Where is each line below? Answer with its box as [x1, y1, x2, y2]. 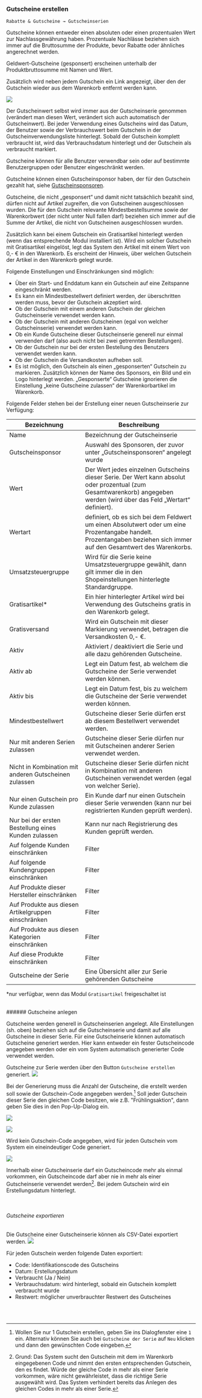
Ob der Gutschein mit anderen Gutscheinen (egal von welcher [14, 318, 168, 325]
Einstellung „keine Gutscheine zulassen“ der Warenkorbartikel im [14, 382, 176, 390]
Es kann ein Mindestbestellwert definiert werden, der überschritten [14, 293, 181, 300]
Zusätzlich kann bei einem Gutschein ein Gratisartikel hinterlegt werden [6, 231, 183, 238]
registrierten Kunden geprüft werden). [85, 806, 192, 815]
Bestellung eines [9, 824, 56, 832]
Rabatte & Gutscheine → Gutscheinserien [6, 19, 109, 25]
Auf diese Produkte [9, 950, 64, 958]
